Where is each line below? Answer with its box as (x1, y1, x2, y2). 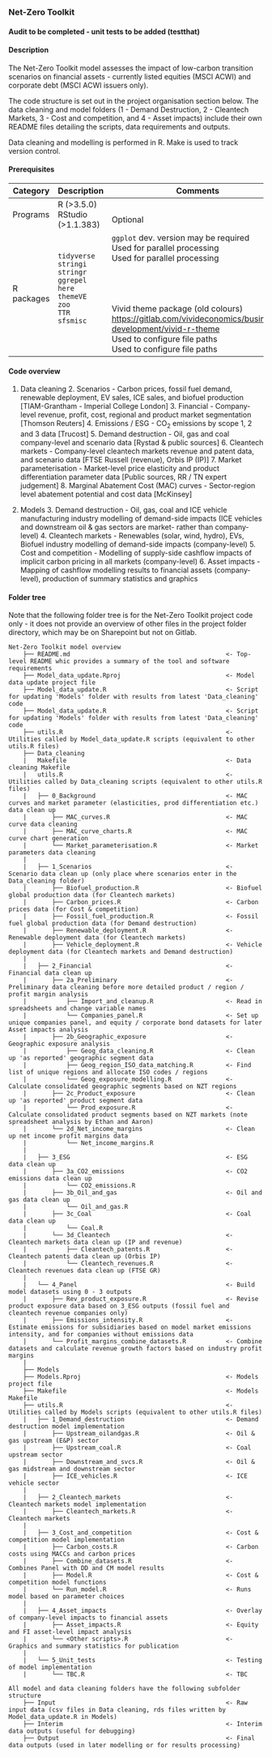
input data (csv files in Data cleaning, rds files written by (8, 1706, 227, 1714)
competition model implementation (8, 1536, 125, 1544)
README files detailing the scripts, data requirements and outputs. (8, 121, 231, 131)
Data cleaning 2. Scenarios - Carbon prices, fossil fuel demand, (19, 384, 232, 394)
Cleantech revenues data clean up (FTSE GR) (8, 1266, 161, 1275)
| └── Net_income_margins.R (23, 1139, 154, 1147)
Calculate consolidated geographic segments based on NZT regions (8, 1083, 237, 1091)
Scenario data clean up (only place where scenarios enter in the (8, 870, 237, 878)
